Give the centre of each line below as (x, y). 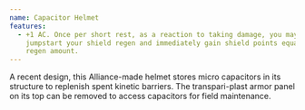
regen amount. (52, 51)
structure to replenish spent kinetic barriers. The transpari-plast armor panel (152, 87)
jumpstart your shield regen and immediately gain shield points (152, 43)
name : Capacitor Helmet (54, 18)
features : (28, 26)
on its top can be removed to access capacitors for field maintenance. (140, 96)
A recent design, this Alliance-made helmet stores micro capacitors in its (145, 77)
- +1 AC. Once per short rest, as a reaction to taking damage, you (150, 34)
